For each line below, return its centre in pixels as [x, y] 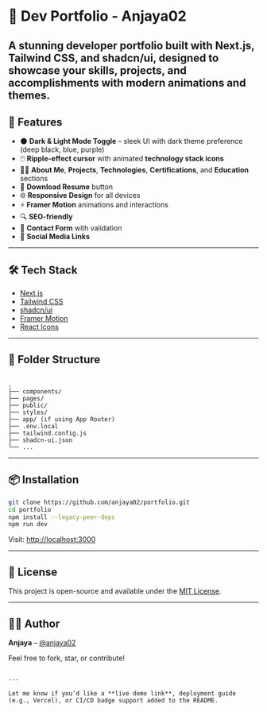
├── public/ [28, 406]
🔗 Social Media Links [54, 237]
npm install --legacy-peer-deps [62, 517]
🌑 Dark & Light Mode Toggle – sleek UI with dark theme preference [131, 141]
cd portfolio [30, 509]
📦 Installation [44, 480]
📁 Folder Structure [54, 360]
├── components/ [35, 392]
